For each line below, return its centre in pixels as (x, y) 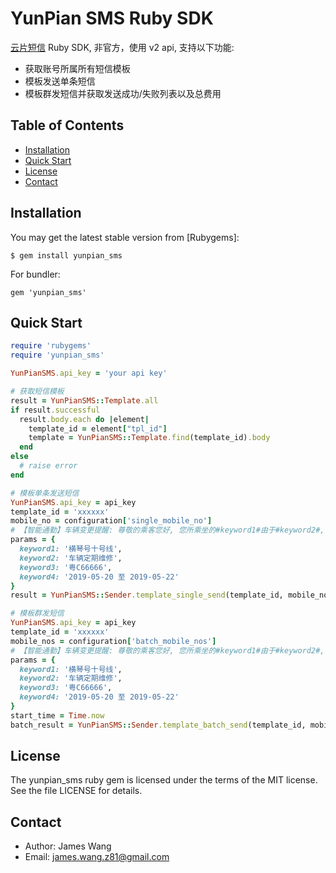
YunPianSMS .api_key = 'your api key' (89, 373)
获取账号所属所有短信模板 (77, 68)
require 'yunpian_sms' (57, 355)
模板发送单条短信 (60, 81)
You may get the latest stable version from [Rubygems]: (125, 237)
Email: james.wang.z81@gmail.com (97, 857)
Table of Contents (67, 125)
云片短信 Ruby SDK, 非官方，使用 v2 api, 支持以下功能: (122, 47)
